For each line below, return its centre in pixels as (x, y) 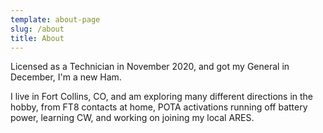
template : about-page (55, 19)
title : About (37, 38)
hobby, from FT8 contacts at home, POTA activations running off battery (159, 107)
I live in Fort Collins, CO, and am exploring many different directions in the (162, 97)
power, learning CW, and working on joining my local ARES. (132, 118)
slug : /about (37, 29)
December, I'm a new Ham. (66, 77)
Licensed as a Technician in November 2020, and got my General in (150, 67)
